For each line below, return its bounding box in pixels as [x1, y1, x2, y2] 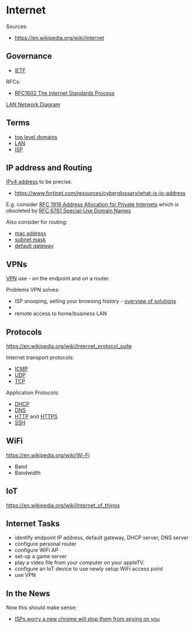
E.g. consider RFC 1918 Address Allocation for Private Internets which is [6, 201, 179, 208]
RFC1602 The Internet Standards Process [14, 89, 115, 97]
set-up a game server [14, 553, 67, 560]
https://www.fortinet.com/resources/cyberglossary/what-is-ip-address [14, 190, 186, 197]
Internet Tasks [6, 519, 60, 529]
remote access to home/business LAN [14, 310, 107, 317]
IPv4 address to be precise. [6, 178, 73, 185]
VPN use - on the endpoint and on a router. [6, 275, 110, 282]
